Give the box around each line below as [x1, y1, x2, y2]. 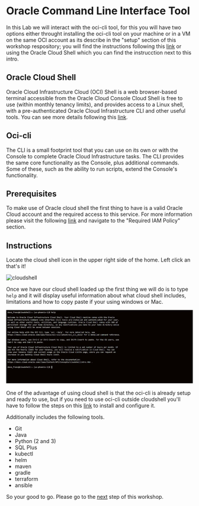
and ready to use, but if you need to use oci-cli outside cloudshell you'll [6, 396, 181, 403]
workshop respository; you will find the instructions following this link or [6, 43, 182, 50]
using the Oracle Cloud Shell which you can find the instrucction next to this [6, 49, 191, 56]
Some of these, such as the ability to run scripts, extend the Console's [6, 165, 178, 173]
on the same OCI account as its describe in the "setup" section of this [6, 36, 176, 43]
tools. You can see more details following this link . [6, 113, 129, 120]
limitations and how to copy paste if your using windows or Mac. [6, 298, 163, 305]
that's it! [6, 263, 26, 270]
